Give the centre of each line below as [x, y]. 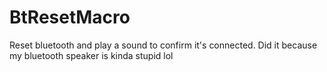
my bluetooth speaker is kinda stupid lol [91, 55]
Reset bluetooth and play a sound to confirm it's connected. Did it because [163, 45]
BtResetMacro [70, 17]
